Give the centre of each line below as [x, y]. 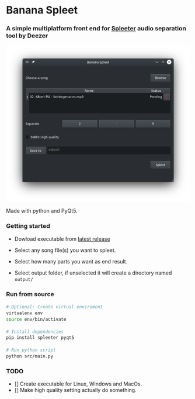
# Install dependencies [35, 332]
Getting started [28, 226]
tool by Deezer [27, 36]
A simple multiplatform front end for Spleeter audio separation [96, 29]
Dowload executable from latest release [62, 239]
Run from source [30, 294]
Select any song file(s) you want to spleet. [65, 250]
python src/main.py [30, 356]
